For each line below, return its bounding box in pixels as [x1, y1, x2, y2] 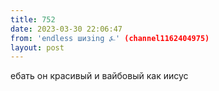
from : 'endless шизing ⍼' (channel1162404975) [10, 33, 210, 43]
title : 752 [10, 14, 56, 25]
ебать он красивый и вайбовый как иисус [10, 70, 189, 82]
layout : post [10, 42, 65, 53]
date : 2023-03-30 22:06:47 [10, 24, 123, 34]
